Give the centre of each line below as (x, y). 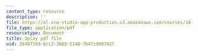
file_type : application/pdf (41, 28)
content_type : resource (35, 11)
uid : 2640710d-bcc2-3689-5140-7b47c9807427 (60, 44)
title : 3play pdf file (34, 38)
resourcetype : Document (35, 33)
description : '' (26, 17)
